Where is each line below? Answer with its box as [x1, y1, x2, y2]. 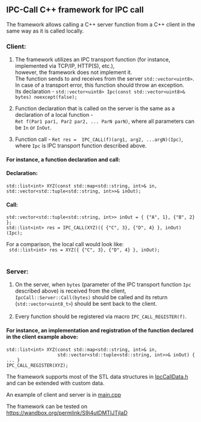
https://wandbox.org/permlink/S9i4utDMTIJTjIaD [6, 409, 128, 416]
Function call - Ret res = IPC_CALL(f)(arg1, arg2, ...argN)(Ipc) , [14, 135, 184, 143]
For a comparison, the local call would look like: [6, 241, 124, 248]
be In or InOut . [14, 124, 52, 131]
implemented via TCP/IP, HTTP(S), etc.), [14, 63, 115, 70]
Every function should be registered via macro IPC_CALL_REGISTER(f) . [14, 313, 187, 320]
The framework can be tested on [6, 403, 88, 410]
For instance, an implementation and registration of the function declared [6, 327, 194, 334]
